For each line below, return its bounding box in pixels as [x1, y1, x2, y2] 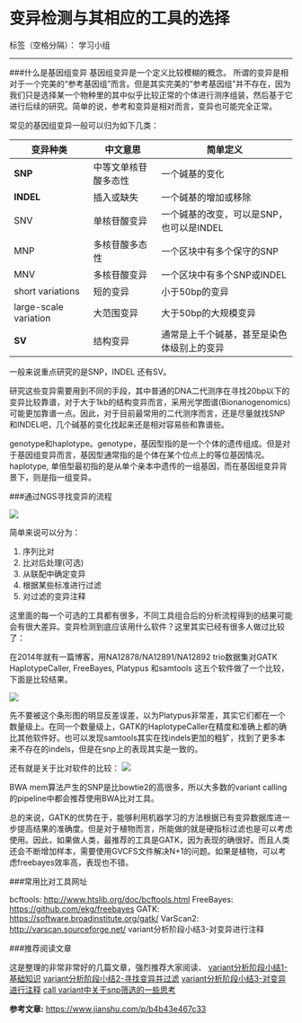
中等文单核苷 [93, 161, 148, 173]
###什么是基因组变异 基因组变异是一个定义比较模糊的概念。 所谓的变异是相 [9, 66, 289, 77]
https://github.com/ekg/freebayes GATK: [9, 904, 160, 914]
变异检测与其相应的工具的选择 [9, 8, 231, 29]
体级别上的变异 [161, 341, 225, 354]
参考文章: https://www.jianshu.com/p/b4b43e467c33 [9, 1003, 207, 1014]
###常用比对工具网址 [9, 876, 88, 886]
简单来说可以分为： [9, 526, 81, 537]
